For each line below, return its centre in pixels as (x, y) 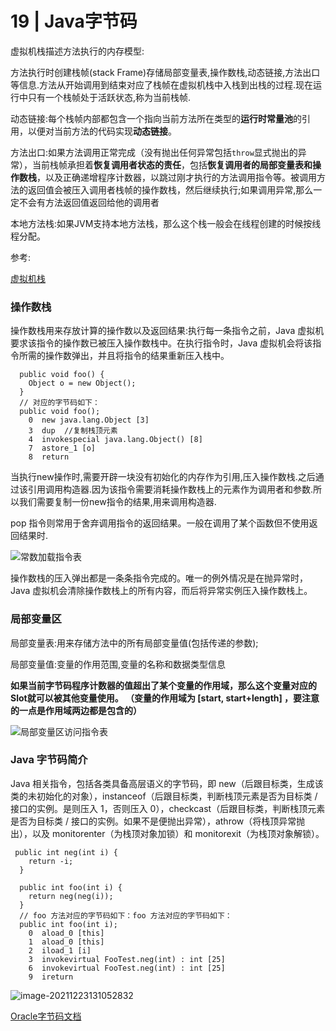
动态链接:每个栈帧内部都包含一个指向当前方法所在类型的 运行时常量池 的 (156, 118)
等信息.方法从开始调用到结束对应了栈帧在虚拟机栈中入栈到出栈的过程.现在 (162, 84)
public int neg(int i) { (66, 852)
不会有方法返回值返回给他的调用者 (89, 202)
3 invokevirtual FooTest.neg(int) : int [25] (127, 959)
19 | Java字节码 (74, 21)
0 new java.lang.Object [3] (89, 420)
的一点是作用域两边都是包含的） (76, 710)
